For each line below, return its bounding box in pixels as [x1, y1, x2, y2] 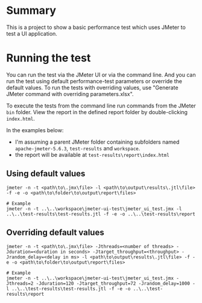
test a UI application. [6, 30, 57, 37]
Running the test [6, 51, 91, 65]
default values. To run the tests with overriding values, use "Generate [6, 84, 179, 91]
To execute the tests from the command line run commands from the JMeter [6, 102, 196, 109]
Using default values [6, 168, 86, 179]
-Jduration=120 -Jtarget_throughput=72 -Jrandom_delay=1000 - [36, 280, 196, 287]
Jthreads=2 [6, 280, 34, 287]
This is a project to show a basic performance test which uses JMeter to [6, 24, 186, 31]
